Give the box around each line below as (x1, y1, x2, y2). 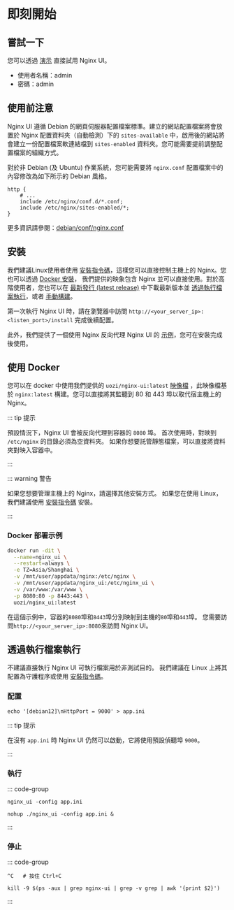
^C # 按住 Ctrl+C (7, 873, 62, 880)
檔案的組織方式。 (13, 148, 63, 157)
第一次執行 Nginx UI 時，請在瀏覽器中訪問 (7, 307, 128, 315)
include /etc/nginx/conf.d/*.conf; (20, 198, 124, 205)
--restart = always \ (13, 560, 71, 567)
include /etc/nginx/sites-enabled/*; (20, 204, 130, 211)
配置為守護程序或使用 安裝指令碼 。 (7, 672, 107, 681)
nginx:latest (15, 391, 53, 398)
